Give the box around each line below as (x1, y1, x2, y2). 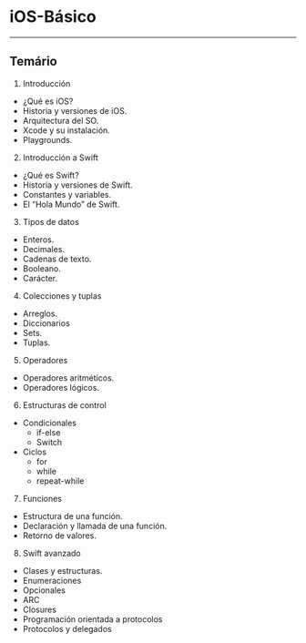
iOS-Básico (9, 6, 97, 27)
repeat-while (36, 475, 85, 486)
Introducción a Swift (22, 152, 98, 163)
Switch (36, 436, 63, 447)
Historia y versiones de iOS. (22, 105, 127, 116)
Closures (22, 604, 57, 615)
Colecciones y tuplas (22, 290, 102, 301)
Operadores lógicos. (22, 382, 100, 393)
